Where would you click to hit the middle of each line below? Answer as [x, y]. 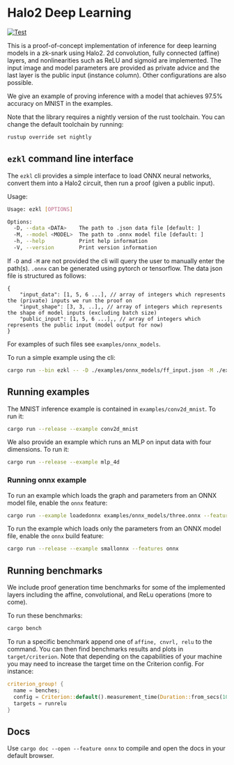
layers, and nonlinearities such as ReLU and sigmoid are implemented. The [114, 60]
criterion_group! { [36, 684]
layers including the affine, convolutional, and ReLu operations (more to [110, 595]
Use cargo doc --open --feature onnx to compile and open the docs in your [117, 748]
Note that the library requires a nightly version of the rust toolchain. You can [116, 117]
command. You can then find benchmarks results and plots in [95, 649]
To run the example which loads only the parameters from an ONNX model [114, 529]
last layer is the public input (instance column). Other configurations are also [117, 75]
